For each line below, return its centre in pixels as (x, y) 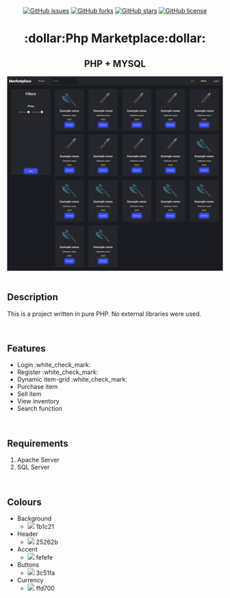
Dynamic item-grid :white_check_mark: (72, 379)
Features (26, 348)
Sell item (29, 394)
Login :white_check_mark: (54, 365)
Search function (40, 409)
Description (33, 297)
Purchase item (37, 387)
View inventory (38, 401)
